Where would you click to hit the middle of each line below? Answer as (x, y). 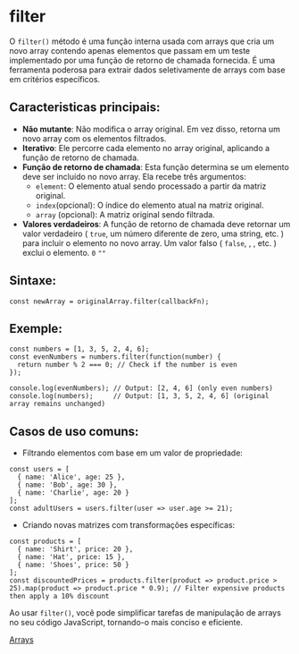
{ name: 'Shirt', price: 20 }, (75, 549)
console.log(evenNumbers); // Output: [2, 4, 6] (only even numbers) (141, 388)
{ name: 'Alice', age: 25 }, (71, 477)
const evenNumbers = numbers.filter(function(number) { (115, 357)
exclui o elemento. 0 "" (64, 252)
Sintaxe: (33, 280)
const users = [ (39, 470)
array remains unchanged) (57, 404)
